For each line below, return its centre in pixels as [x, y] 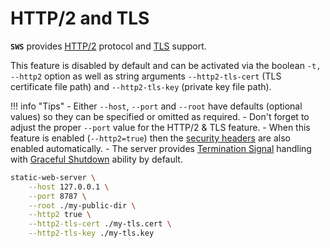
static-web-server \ [53, 177]
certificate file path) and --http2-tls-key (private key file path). [141, 86]
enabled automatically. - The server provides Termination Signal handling [161, 148]
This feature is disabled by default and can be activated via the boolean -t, [166, 65]
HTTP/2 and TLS [80, 18]
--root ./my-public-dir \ [82, 205]
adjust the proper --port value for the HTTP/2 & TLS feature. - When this [160, 127]
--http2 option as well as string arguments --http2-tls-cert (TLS [146, 76]
